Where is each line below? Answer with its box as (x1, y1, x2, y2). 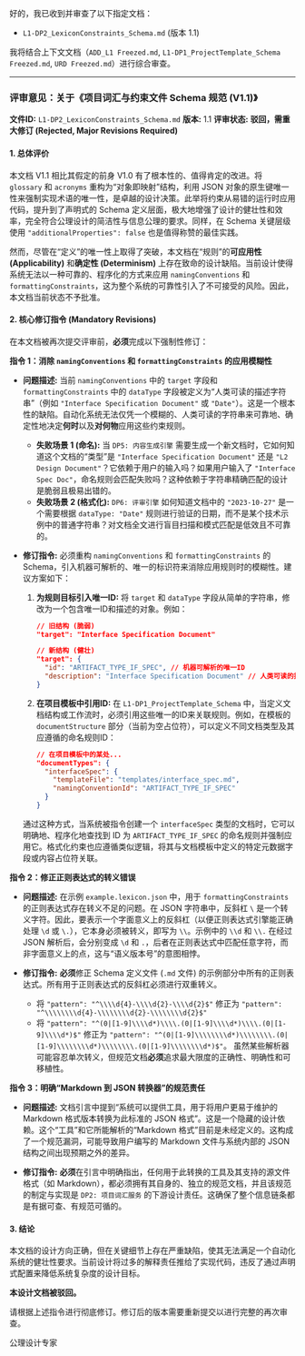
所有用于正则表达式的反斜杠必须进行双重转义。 (46, 978, 222, 989)
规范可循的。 (78, 1200, 127, 1211)
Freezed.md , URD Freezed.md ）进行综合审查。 (9, 58, 175, 68)
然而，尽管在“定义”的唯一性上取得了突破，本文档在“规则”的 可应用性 (9, 246, 262, 257)
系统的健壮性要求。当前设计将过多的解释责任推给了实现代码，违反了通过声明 (9, 1257, 296, 1268)
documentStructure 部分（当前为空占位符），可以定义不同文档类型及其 (35, 720, 295, 731)
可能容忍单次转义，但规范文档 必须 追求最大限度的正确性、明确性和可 (35, 1051, 291, 1062)
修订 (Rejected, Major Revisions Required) (16, 126, 179, 137)
